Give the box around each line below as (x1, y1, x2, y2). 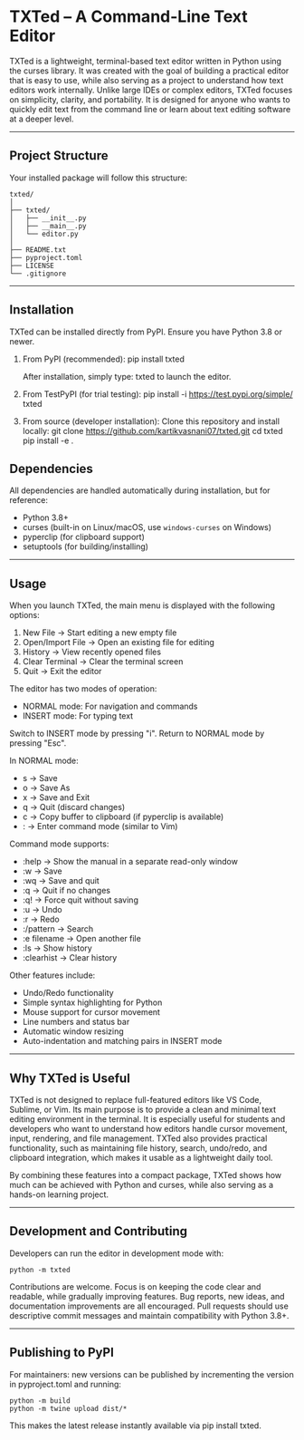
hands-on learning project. (9, 1189, 109, 1200)
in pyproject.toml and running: (9, 1378, 122, 1389)
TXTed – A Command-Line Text (9, 6, 248, 27)
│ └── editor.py (9, 229, 79, 238)
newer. (9, 335, 34, 346)
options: (9, 610, 41, 621)
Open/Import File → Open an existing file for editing (22, 637, 215, 648)
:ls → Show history (22, 942, 92, 953)
